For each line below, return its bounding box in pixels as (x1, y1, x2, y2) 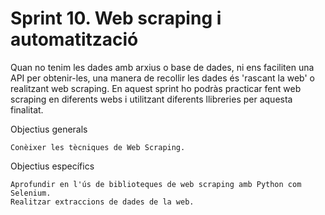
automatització (10, 28, 139, 51)
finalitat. (10, 103, 44, 116)
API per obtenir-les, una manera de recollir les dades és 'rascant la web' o (10, 72, 315, 84)
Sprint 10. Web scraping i (10, 7, 222, 30)
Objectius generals (10, 123, 88, 135)
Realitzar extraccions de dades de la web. (10, 197, 195, 207)
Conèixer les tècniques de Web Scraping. (10, 142, 186, 152)
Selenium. (10, 188, 52, 198)
